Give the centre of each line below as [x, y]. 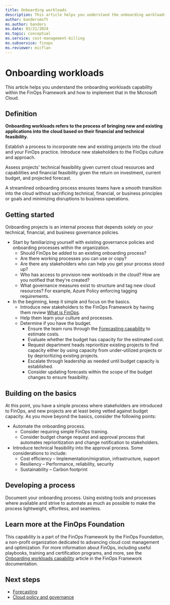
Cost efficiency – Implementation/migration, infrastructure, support [90, 459]
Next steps [23, 580]
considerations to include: [39, 453]
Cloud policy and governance [43, 597]
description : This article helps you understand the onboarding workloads [86, 15]
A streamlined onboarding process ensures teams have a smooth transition [83, 188]
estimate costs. [44, 334]
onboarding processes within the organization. [61, 248]
